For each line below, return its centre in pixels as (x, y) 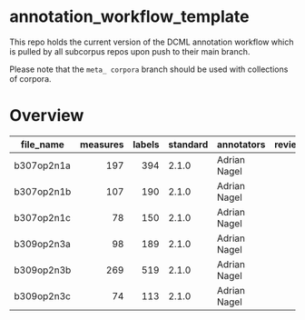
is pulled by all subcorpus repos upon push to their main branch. (130, 51)
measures (102, 145)
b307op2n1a (42, 165)
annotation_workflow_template (129, 17)
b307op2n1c (42, 217)
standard (188, 145)
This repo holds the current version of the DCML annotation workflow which (152, 42)
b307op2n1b (43, 191)
